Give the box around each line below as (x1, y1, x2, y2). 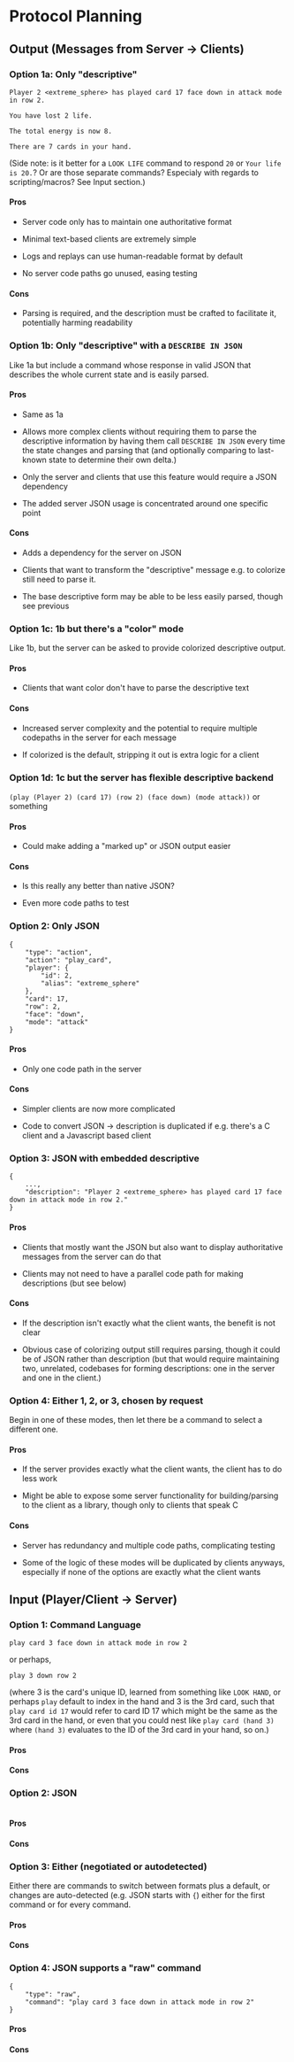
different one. (9, 1424, 59, 1435)
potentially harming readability (21, 317, 133, 328)
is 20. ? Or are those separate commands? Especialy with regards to (9, 166, 259, 178)
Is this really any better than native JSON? (21, 881, 175, 892)
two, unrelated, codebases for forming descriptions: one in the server (21, 1363, 275, 1373)
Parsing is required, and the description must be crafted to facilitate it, (21, 308, 276, 319)
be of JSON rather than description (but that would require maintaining (21, 1353, 280, 1364)
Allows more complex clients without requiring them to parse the (21, 426, 258, 436)
